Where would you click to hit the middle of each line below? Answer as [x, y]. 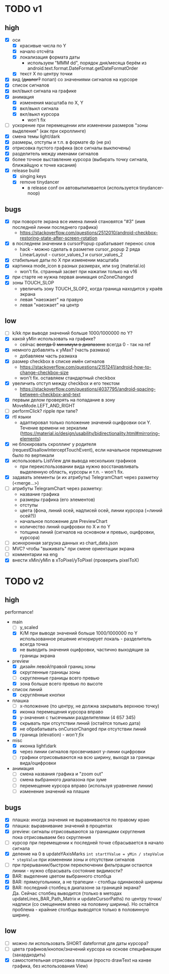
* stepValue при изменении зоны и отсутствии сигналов [73, 859]
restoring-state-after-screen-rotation [59, 238]
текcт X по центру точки [46, 74]
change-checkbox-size [44, 372]
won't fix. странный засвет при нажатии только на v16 [78, 272]
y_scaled [29, 627]
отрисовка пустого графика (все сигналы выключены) [71, 148]
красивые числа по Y [43, 46]
